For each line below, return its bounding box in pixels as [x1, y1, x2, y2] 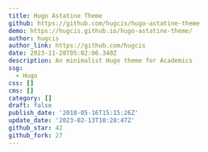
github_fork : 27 [8, 131, 63, 139]
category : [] [8, 94, 52, 102]
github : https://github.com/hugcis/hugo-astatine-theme [8, 19, 200, 27]
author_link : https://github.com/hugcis [8, 42, 147, 50]
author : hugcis [8, 34, 60, 43]
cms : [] [8, 86, 35, 95]
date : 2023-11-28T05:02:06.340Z [8, 49, 117, 57]
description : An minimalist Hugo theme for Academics [8, 57, 193, 65]
